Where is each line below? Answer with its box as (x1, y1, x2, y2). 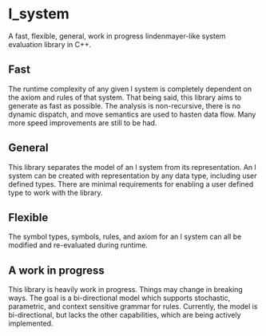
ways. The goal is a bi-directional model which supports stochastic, (8, 293, 231, 303)
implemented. (8, 318, 54, 328)
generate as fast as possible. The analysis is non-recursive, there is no (8, 101, 241, 110)
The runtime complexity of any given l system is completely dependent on (8, 84, 252, 93)
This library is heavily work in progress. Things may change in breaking (8, 285, 244, 294)
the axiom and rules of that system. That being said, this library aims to (8, 93, 242, 102)
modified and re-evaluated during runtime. (8, 240, 149, 250)
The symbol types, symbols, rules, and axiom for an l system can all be (8, 232, 242, 242)
